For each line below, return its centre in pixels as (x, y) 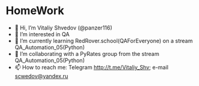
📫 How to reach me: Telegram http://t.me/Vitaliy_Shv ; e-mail (92, 67)
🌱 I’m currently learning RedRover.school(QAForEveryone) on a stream (103, 41)
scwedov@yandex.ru (41, 76)
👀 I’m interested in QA (42, 34)
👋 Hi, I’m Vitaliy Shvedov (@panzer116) (64, 28)
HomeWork (35, 11)
